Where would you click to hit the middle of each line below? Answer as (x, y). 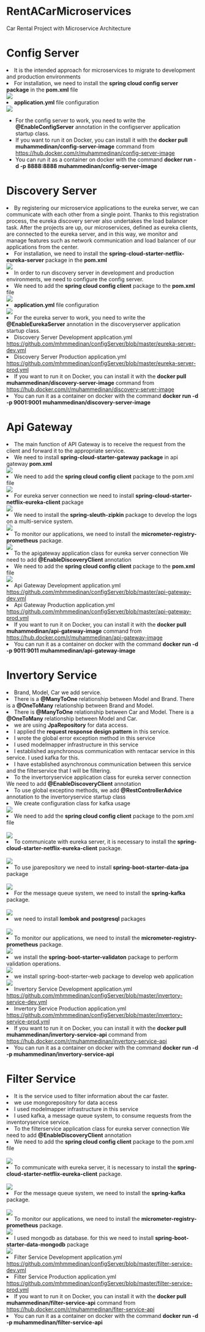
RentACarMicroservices (69, 11)
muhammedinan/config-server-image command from (85, 146)
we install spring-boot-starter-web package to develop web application (104, 976)
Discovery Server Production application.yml (70, 357)
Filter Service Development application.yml (68, 1257)
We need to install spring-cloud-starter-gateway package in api (96, 457)
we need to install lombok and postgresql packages (80, 918)
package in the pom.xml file (42, 90)
